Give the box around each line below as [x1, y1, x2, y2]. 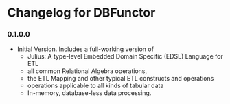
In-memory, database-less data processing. [27, 89, 152, 97]
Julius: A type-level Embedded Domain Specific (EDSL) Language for [27, 52, 223, 61]
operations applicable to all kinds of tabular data [27, 81, 164, 90]
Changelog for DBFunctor [7, 5, 156, 21]
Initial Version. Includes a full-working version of [16, 45, 154, 53]
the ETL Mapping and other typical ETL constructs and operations [27, 74, 214, 83]
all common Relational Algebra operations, [27, 67, 148, 75]
